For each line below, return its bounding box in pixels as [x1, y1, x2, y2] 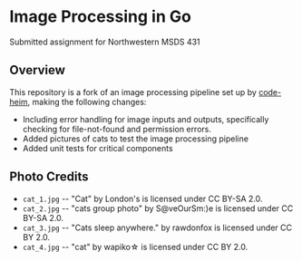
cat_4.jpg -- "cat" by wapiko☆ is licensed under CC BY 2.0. [22, 241, 248, 252]
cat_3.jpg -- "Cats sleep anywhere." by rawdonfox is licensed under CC [22, 222, 293, 233]
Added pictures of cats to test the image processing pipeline [22, 133, 249, 144]
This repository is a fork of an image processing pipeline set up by [9, 86, 257, 97]
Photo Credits [9, 169, 89, 185]
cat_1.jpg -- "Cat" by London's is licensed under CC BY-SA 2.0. [22, 193, 263, 204]
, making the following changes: [27, 96, 147, 107]
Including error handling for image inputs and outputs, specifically [22, 113, 269, 124]
